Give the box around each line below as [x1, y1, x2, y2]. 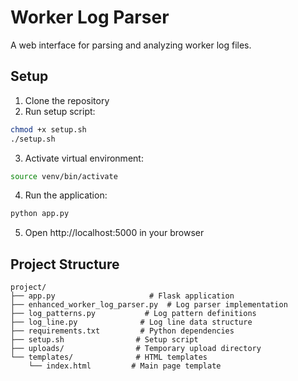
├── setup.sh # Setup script [10, 335, 199, 345]
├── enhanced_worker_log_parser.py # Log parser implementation [10, 300, 288, 310]
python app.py [10, 209, 70, 219]
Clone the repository [24, 94, 110, 106]
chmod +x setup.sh [10, 124, 87, 135]
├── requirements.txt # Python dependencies [10, 326, 235, 336]
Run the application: [24, 189, 108, 201]
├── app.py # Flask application [10, 291, 235, 301]
